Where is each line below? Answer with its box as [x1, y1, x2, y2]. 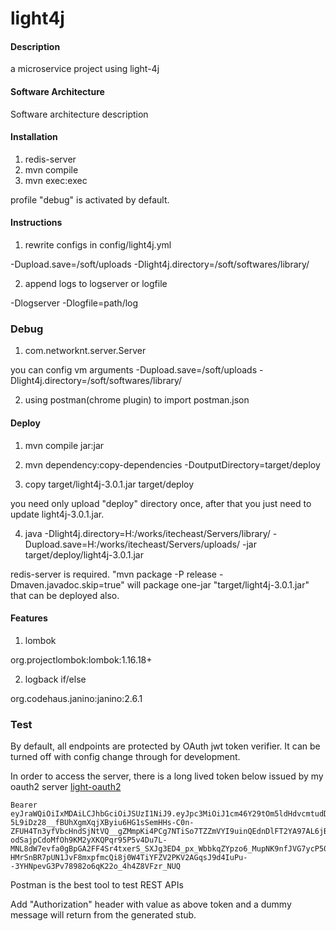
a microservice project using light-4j [10, 63, 160, 75]
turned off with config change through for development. [10, 751, 241, 762]
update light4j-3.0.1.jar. [10, 508, 105, 520]
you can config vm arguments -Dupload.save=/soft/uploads [10, 364, 258, 376]
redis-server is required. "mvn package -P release [10, 568, 217, 580]
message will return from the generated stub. [10, 909, 197, 921]
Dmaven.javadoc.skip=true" [10, 578, 125, 591]
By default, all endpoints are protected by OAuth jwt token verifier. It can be [10, 740, 321, 752]
